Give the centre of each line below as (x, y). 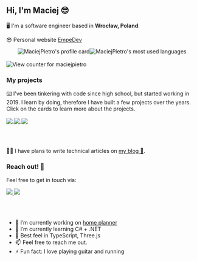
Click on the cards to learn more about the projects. (71, 109)
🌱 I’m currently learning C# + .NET (58, 229)
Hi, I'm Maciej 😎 (38, 11)
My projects (24, 80)
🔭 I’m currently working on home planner (66, 222)
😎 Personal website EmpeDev (44, 39)
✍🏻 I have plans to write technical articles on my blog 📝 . (76, 151)
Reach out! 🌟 (25, 167)
